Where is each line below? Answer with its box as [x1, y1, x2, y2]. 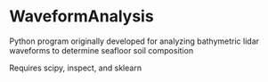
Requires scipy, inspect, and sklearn [9, 62, 142, 73]
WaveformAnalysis [9, 6, 154, 27]
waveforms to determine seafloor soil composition [9, 45, 194, 55]
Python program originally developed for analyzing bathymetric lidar [9, 36, 260, 46]
